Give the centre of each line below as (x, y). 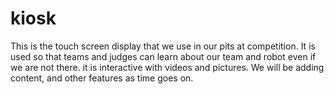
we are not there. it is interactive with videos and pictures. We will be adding (167, 67)
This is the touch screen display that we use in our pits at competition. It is (163, 46)
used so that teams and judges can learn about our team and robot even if (163, 56)
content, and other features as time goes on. (102, 78)
